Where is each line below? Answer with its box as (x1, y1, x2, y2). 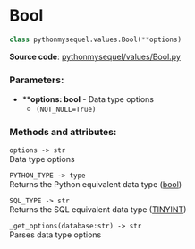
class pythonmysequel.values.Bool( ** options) (9, 35, 182, 44)
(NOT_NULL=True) (35, 105, 97, 115)
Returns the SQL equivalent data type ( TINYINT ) (9, 204, 187, 215)
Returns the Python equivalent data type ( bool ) (9, 179, 182, 190)
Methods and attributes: (9, 126, 117, 139)
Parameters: (9, 73, 64, 86)
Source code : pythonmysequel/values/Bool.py (9, 51, 181, 62)
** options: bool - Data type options (21, 94, 155, 105)
